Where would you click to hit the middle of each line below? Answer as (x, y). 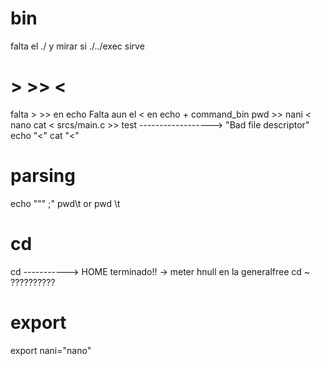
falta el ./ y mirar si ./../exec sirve (77, 46)
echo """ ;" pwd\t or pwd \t (65, 203)
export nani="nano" (51, 350)
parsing (43, 176)
